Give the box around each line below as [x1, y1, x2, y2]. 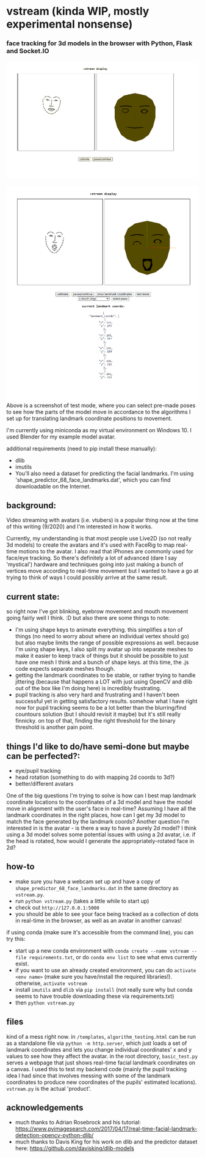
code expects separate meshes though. [15, 665, 115, 673]
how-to [6, 861, 35, 872]
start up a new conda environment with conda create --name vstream [15, 946, 189, 954]
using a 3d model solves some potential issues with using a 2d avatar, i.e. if [6, 831, 196, 838]
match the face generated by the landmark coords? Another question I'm [6, 818, 190, 825]
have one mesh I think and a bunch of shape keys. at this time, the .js [15, 658, 189, 666]
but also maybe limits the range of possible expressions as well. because [15, 639, 199, 646]
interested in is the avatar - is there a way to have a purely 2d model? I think [6, 824, 197, 832]
